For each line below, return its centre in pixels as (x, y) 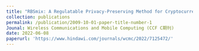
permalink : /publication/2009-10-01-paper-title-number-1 (79, 22)
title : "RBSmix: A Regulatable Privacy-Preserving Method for (84, 11)
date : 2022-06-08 (28, 33)
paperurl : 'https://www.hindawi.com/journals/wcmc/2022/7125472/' (90, 39)
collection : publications (38, 17)
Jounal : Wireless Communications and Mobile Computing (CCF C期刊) (90, 28)
